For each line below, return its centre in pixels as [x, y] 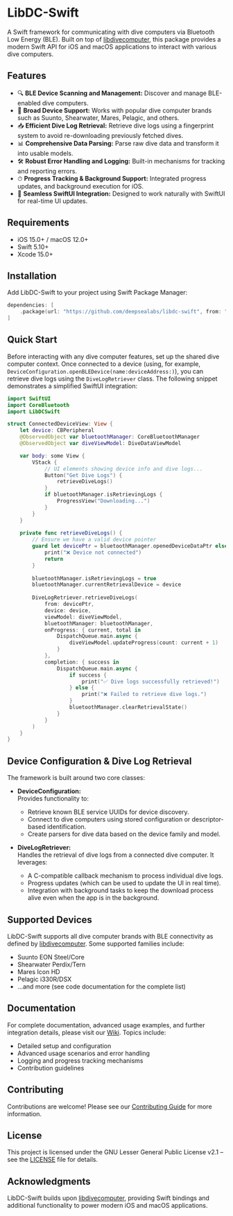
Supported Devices [50, 920]
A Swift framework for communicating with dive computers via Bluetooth [111, 32]
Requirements [38, 223]
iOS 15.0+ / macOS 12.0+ [53, 239]
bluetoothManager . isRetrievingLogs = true [94, 578]
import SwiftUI [29, 399]
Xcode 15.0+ [35, 254]
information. [25, 1113]
